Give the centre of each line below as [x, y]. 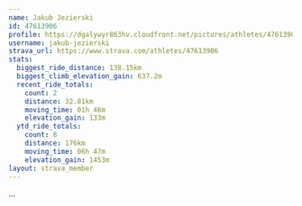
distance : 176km [55, 143]
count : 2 [41, 93]
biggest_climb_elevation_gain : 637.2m [90, 76]
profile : [25, 34]
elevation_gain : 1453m [67, 160]
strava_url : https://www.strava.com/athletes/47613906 [114, 51]
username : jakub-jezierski [59, 43]
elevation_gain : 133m [65, 118]
